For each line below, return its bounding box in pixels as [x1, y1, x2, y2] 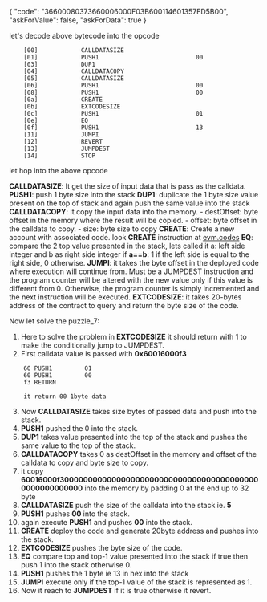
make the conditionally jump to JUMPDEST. [20, 340, 165, 350]
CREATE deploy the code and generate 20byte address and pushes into [20, 526, 259, 535]
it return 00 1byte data [23, 393, 107, 401]
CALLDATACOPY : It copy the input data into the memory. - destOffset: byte [9, 207, 259, 216]
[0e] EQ [23, 116, 89, 124]
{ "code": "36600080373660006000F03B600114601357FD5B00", [9, 7, 229, 16]
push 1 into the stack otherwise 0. [20, 560, 132, 569]
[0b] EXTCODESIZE [23, 103, 121, 111]
